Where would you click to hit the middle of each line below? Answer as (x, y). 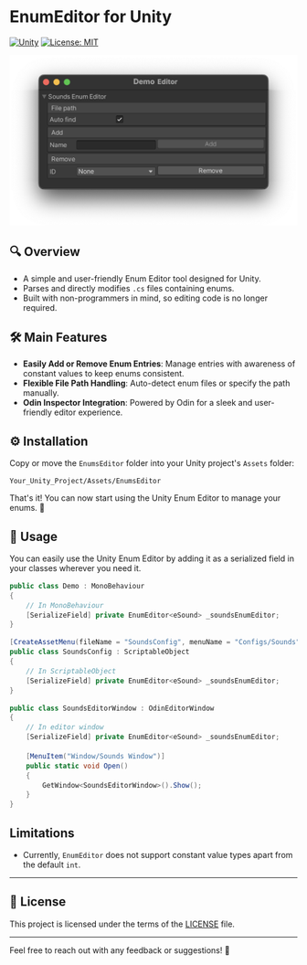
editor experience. (89, 412)
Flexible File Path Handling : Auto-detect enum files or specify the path (156, 383)
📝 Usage (33, 536)
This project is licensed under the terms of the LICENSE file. (122, 924)
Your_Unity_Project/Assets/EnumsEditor (85, 482)
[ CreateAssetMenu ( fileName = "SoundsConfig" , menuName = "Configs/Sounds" (155, 642)
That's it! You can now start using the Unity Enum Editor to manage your (145, 498)
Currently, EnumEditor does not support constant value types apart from (158, 855)
